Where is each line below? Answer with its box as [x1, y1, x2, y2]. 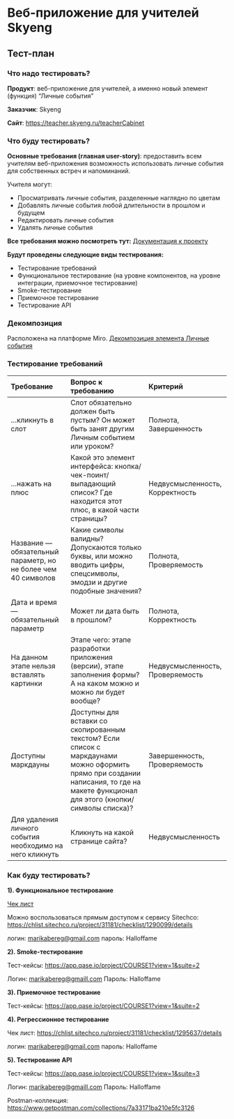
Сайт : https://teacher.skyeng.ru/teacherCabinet [7, 119, 145, 127]
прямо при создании [70, 768, 141, 778]
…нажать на [10, 479, 52, 488]
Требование [10, 382, 54, 391]
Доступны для [70, 707, 120, 716]
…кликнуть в [10, 415, 54, 425]
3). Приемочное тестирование [7, 989, 101, 997]
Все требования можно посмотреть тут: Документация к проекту [7, 237, 208, 246]
